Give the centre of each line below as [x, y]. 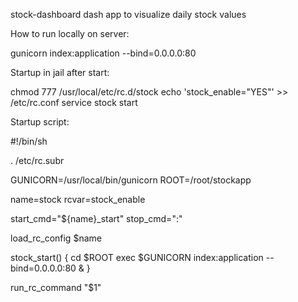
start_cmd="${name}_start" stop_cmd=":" [96, 218]
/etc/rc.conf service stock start [74, 102]
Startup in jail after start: [60, 72]
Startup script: [40, 122]
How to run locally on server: [70, 33]
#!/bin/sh [29, 141]
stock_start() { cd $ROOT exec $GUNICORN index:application [137, 257]
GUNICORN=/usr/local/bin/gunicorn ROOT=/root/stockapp [131, 180]
